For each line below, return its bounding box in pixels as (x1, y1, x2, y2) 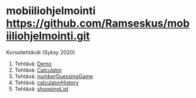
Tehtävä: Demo (14, 60, 52, 67)
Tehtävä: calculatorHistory (14, 79, 79, 86)
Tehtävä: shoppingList (14, 85, 69, 92)
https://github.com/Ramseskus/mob (6, 17, 190, 30)
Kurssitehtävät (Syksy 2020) (6, 48, 75, 55)
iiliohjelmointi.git (6, 30, 90, 43)
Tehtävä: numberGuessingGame (14, 73, 93, 80)
